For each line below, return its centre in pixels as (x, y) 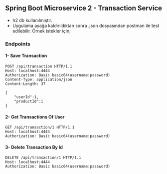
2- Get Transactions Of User (35, 116)
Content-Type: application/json (39, 79)
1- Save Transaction (26, 56)
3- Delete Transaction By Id (34, 147)
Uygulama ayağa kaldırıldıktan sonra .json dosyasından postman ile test (86, 25)
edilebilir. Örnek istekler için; (41, 31)
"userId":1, (26, 97)
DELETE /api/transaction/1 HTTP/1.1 (43, 158)
